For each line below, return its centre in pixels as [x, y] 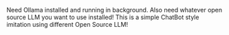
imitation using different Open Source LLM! [67, 24]
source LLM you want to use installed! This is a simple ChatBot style [103, 17]
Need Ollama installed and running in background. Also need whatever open [115, 10]
